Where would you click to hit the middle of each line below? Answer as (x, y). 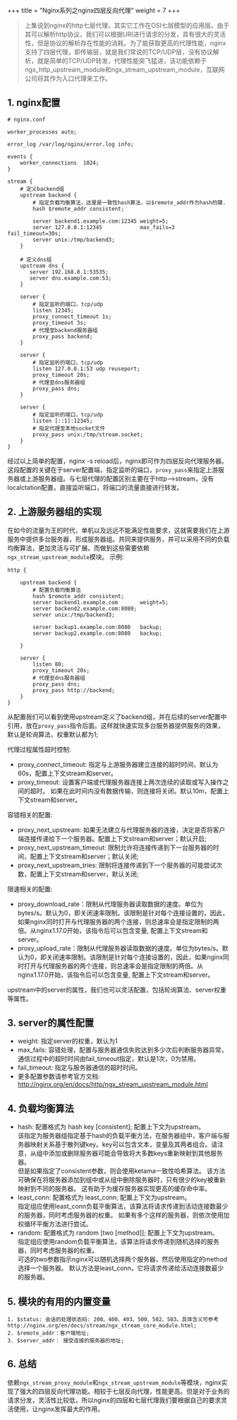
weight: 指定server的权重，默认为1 (67, 1041)
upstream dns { (42, 266)
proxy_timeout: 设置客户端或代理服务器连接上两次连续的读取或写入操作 (120, 782)
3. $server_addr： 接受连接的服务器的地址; (66, 1341)
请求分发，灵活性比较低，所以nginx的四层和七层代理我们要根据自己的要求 (114, 1400)
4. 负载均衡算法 (41, 1108)
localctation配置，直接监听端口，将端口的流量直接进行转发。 (95, 487)
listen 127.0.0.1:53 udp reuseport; (86, 369)
